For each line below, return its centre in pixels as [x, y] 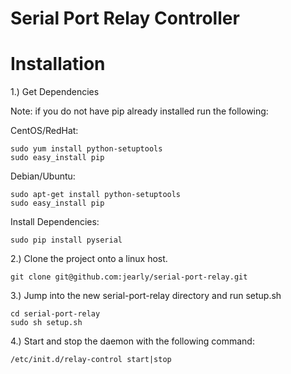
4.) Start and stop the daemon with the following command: [132, 341]
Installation [58, 64]
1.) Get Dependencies [55, 92]
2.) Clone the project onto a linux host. [89, 259]
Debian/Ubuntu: [43, 176]
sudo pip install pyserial [66, 240]
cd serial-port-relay [55, 314]
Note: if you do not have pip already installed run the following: [139, 111]
